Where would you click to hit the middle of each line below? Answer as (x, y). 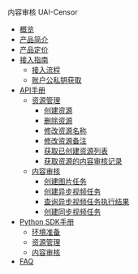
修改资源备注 (65, 141)
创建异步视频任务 (72, 191)
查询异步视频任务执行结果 (86, 201)
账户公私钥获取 (56, 80)
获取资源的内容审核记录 (83, 161)
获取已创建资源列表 (76, 151)
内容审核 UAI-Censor (43, 12)
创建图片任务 (65, 181)
